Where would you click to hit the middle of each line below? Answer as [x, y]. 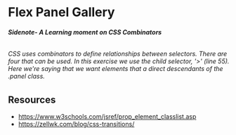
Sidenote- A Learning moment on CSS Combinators [85, 32]
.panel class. [26, 76]
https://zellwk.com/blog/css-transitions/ [76, 124]
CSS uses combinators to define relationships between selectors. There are [118, 54]
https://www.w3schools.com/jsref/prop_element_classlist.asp [107, 117]
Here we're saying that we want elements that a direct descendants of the [116, 69]
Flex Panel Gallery [61, 12]
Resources [32, 100]
